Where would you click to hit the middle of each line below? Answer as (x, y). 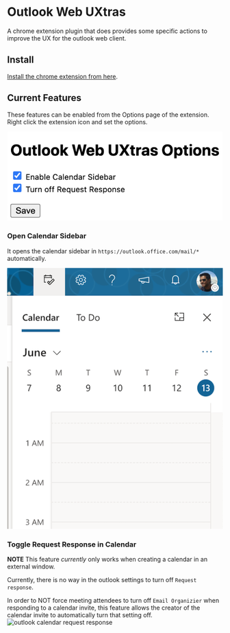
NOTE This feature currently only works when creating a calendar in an (107, 560)
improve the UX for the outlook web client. (67, 38)
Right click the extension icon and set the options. (77, 122)
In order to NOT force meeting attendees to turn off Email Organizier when (113, 601)
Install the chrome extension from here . (63, 76)
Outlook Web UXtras (67, 12)
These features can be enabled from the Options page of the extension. (108, 115)
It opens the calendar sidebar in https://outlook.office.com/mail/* (103, 251)
